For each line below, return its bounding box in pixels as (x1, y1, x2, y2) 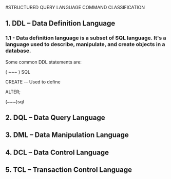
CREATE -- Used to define (5, 79, 61, 85)
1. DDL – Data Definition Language (5, 19, 116, 28)
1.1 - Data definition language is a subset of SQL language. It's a (5, 34, 166, 41)
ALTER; (5, 88, 21, 95)
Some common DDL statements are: (5, 59, 82, 65)
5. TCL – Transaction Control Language (5, 166, 132, 174)
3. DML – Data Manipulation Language (5, 130, 129, 140)
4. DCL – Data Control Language (5, 148, 109, 156)
